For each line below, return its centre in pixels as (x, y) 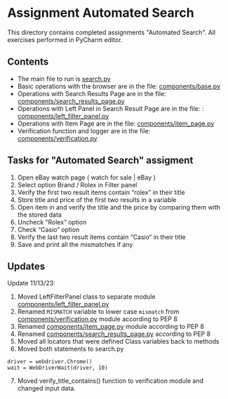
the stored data (39, 215)
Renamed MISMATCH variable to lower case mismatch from (98, 312)
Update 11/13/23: (32, 283)
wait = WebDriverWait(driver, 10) (58, 368)
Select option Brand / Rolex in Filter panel (77, 184)
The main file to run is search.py (64, 79)
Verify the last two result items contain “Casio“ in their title (101, 237)
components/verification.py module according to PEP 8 (97, 319)
